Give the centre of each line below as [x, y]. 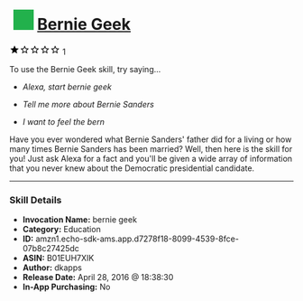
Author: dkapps [52, 268]
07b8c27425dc [50, 249]
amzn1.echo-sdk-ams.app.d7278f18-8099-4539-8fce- [137, 239]
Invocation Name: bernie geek [80, 220]
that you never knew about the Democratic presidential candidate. [132, 168]
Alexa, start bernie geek [67, 87]
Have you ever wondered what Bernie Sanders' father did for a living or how [151, 139]
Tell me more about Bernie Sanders [88, 104]
